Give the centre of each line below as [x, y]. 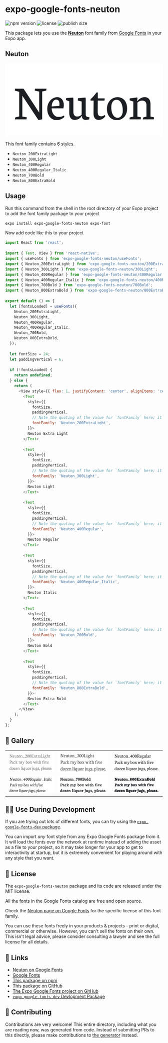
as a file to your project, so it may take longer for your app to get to [74, 847]
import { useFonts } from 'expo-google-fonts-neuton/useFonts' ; [73, 259]
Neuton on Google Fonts [37, 970]
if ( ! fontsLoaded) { [31, 370]
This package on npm [35, 981]
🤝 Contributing [28, 1012]
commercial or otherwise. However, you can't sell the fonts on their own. [80, 931]
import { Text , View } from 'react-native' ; [52, 253]
